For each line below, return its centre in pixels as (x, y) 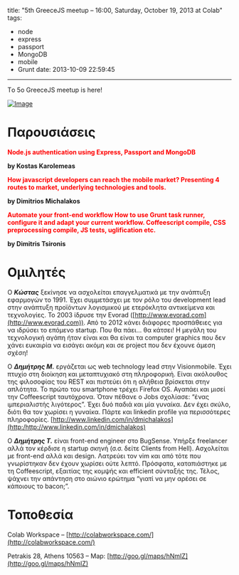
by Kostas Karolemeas (42, 166)
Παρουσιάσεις (52, 133)
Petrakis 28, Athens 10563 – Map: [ (59, 556)
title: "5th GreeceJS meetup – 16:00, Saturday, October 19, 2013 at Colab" (115, 10)
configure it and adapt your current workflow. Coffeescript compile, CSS (117, 222)
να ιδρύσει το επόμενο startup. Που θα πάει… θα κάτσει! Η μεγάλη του (112, 329)
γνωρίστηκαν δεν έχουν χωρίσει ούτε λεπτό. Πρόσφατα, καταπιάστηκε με (117, 463)
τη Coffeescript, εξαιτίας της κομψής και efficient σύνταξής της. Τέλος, (113, 471)
